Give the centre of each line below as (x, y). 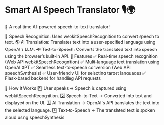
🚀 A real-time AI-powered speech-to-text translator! (58, 27)
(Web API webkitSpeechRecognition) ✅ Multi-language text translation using (82, 62)
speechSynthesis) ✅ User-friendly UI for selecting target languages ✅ (76, 73)
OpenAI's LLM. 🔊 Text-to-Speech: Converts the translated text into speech (81, 49)
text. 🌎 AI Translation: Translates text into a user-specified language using (80, 42)
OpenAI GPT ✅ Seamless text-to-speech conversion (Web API (68, 67)
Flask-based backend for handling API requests (53, 78)
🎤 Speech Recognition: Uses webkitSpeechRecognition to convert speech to (82, 36)
